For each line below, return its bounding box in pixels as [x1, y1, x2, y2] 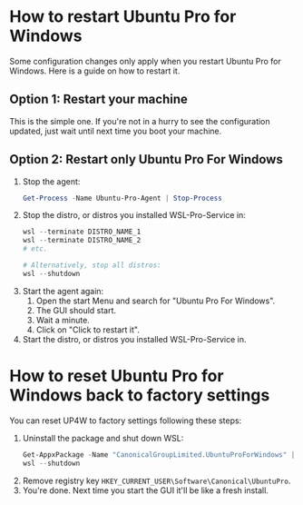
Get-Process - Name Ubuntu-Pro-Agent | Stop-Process [22, 193, 222, 203]
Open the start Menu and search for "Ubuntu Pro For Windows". [35, 295, 276, 306]
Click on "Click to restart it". [35, 324, 141, 335]
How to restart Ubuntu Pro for [9, 6, 237, 27]
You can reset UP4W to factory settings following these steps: [9, 415, 242, 426]
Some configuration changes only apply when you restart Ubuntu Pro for [9, 55, 281, 66]
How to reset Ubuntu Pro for [9, 366, 224, 386]
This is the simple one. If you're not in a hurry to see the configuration [9, 115, 270, 126]
